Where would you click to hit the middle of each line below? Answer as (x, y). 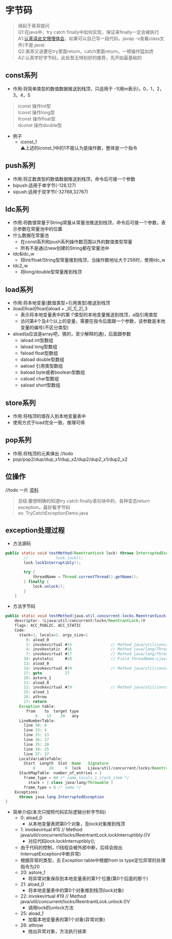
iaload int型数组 (37, 340)
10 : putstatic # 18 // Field (77, 659)
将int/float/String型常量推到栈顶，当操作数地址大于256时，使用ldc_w (93, 260)
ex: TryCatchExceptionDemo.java (53, 513)
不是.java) (34, 45)
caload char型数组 (40, 379)
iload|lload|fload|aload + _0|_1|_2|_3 (50, 309)
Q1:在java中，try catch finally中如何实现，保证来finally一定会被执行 (89, 32)
